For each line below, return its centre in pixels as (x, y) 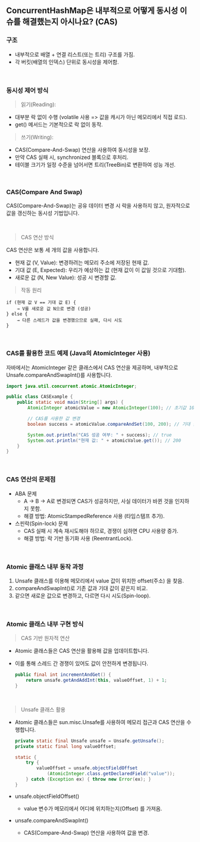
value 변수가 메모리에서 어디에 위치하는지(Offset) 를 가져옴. (93, 808)
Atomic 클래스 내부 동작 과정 (45, 566)
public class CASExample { (40, 397)
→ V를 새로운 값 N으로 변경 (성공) (54, 309)
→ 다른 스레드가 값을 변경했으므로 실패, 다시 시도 (70, 320)
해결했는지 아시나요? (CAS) (70, 22)
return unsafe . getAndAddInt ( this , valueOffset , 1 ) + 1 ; (97, 681)
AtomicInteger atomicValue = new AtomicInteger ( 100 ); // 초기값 (107, 408)
